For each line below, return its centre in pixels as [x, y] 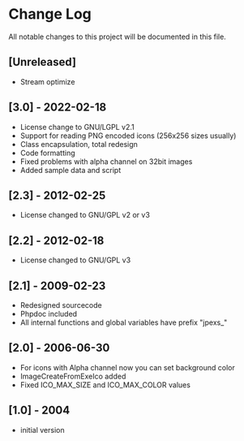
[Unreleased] [43, 62]
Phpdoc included [49, 314]
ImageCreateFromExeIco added [73, 376]
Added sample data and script [71, 170]
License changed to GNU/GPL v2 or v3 [85, 215]
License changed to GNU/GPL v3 [75, 260]
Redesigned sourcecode [61, 305]
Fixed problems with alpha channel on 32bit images [106, 161]
